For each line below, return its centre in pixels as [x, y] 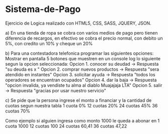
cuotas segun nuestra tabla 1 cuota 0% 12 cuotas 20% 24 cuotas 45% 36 [81, 105]
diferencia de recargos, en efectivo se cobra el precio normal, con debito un [84, 38]
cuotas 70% [18, 111]
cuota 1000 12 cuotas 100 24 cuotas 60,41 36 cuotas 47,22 [66, 126]
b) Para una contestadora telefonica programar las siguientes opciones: [79, 53]
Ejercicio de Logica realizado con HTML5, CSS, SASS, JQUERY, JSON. [78, 23]
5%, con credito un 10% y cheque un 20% [49, 43]
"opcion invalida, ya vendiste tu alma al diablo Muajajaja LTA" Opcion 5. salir [84, 85]
